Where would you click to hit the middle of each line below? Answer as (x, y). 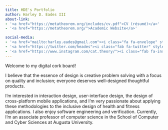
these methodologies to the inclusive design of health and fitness (72, 106)
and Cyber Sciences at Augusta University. (49, 122)
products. (15, 86)
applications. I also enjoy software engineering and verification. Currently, (81, 111)
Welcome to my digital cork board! (40, 65)
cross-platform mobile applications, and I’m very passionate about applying (83, 101)
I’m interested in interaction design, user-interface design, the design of (79, 95)
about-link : (17, 19)
